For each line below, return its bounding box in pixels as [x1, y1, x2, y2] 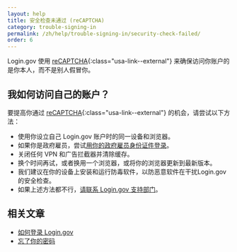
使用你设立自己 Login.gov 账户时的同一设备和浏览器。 [17, 132, 175, 140]
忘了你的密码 [17, 236, 55, 245]
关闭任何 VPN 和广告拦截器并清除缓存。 [17, 150, 134, 158]
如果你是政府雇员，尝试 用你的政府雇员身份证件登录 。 [17, 140, 173, 149]
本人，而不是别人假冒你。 [19, 66, 94, 74]
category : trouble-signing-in [7, 23, 97, 30]
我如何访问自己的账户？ [7, 88, 110, 100]
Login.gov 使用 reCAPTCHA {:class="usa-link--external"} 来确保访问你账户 [7, 57, 224, 66]
